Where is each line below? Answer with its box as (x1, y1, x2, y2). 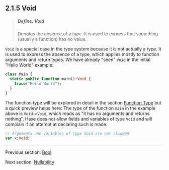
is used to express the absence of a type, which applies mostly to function (5, 51, 159, 58)
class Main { (5, 72, 33, 77)
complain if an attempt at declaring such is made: (5, 121, 108, 127)
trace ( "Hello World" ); (14, 81, 62, 86)
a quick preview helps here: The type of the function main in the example (5, 105, 156, 111)
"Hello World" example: (5, 62, 54, 68)
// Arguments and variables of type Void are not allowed (5, 131, 129, 136)
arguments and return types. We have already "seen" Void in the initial (5, 56, 151, 63)
